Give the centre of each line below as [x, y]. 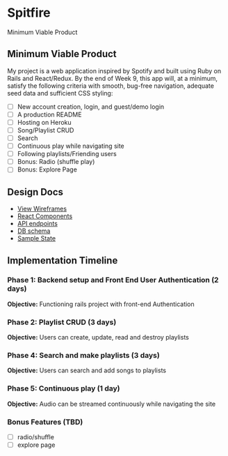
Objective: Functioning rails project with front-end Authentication [101, 304]
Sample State [36, 238]
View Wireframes [42, 209]
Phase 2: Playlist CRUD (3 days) [62, 322]
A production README [49, 114]
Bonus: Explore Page [47, 169]
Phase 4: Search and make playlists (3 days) [83, 356]
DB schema [34, 231]
